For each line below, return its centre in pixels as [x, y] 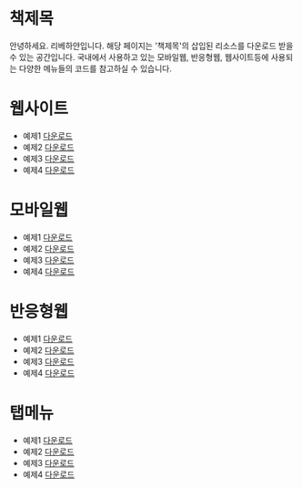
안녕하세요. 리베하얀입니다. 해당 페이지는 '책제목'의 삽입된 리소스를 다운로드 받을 [151, 46]
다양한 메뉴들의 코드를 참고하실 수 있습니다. [96, 68]
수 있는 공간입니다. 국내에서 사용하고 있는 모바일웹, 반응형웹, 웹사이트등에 [139, 57]
